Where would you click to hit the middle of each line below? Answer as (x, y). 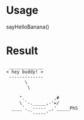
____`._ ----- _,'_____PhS (45, 108)
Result (22, 51)
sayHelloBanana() (28, 27)
